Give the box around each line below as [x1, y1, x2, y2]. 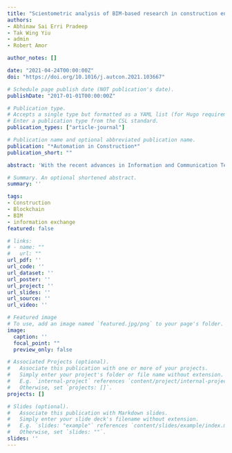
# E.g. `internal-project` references [7, 378, 126, 385]
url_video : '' [7, 301, 48, 309]
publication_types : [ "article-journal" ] [7, 124, 126, 131]
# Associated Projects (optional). [7, 359, 110, 365]
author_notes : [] [7, 54, 57, 62]
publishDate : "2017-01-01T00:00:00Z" [7, 92, 116, 99]
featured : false [7, 225, 54, 232]
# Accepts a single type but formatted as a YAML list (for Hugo [7, 111, 199, 118]
